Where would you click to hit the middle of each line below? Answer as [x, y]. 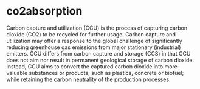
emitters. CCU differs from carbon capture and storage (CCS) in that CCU [98, 53]
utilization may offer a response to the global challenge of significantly [94, 41]
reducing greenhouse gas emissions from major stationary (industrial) [94, 47]
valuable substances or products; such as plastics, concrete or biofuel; [95, 73]
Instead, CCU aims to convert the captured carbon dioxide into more [92, 66]
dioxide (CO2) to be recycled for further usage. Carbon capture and [91, 34]
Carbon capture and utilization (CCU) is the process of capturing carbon [97, 28]
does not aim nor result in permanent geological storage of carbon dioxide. [100, 60]
